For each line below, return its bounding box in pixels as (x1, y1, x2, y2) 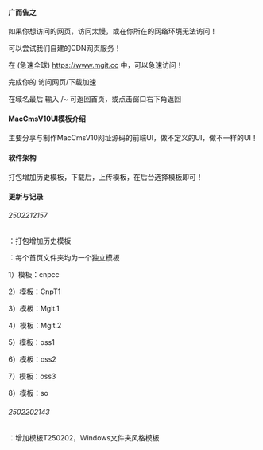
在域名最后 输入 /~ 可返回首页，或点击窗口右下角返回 (8, 94, 182, 104)
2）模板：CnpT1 (8, 287, 61, 296)
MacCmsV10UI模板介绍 (8, 114, 86, 123)
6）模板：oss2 (8, 354, 57, 364)
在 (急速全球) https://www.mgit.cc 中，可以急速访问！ (8, 61, 184, 70)
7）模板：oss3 (8, 371, 56, 382)
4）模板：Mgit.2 (8, 321, 62, 331)
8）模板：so (8, 389, 49, 398)
